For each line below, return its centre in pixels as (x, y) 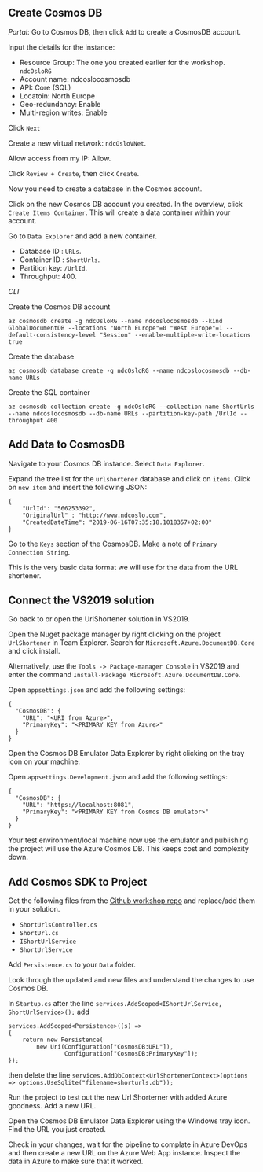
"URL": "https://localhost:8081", (79, 805)
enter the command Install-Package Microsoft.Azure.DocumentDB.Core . (124, 675)
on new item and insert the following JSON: (78, 487)
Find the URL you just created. (57, 1130)
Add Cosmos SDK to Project (78, 881)
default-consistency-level (52, 335)
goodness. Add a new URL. (52, 1106)
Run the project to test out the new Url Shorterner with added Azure (118, 1097)
